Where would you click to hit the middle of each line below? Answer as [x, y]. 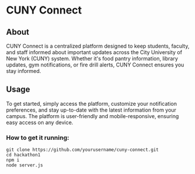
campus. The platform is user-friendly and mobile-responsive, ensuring [93, 116]
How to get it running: [38, 138]
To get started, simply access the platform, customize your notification [92, 103]
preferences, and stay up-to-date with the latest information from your [91, 110]
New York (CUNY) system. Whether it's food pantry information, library [92, 58]
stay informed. [23, 71]
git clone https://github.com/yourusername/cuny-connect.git [83, 150]
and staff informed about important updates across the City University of [94, 52]
